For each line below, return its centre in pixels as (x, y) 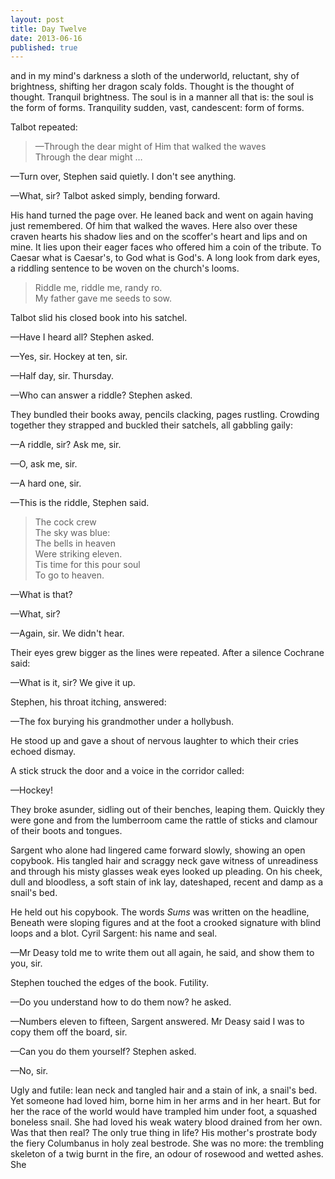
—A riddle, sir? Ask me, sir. (66, 445)
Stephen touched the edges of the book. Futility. (110, 983)
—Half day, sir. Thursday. (62, 376)
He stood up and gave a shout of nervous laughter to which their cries (154, 741)
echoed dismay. (43, 752)
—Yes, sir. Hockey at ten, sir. (69, 357)
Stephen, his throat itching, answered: (88, 702)
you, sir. (26, 963)
